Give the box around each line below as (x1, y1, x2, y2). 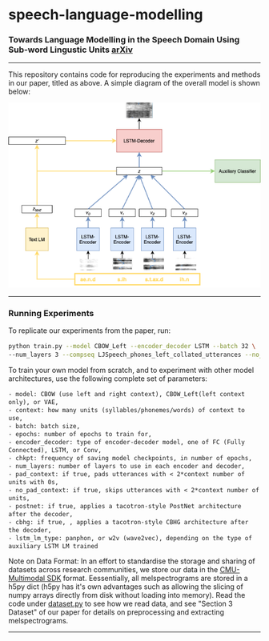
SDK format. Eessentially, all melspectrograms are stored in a (46, 573, 248, 583)
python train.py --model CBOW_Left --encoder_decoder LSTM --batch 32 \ (8, 343, 256, 351)
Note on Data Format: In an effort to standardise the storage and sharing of (8, 556, 255, 566)
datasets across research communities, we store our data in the (8, 564, 219, 574)
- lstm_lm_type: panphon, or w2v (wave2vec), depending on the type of (8, 534, 252, 542)
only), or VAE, (8, 398, 59, 406)
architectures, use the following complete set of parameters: (8, 374, 208, 383)
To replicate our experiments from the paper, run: (8, 326, 171, 335)
